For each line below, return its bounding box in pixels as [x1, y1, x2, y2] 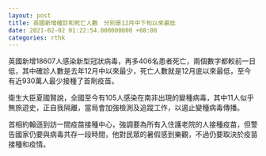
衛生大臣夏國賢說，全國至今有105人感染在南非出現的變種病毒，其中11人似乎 [8, 93, 255, 103]
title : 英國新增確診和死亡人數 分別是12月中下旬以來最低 [8, 19, 176, 27]
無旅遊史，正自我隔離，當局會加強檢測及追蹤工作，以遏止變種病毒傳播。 [8, 103, 244, 112]
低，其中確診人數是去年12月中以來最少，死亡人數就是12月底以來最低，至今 [8, 67, 252, 76]
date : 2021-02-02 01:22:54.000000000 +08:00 [8, 26, 158, 34]
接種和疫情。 [8, 139, 50, 149]
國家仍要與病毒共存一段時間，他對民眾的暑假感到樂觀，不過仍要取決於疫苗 [14, 130, 258, 139]
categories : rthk [8, 33, 66, 42]
